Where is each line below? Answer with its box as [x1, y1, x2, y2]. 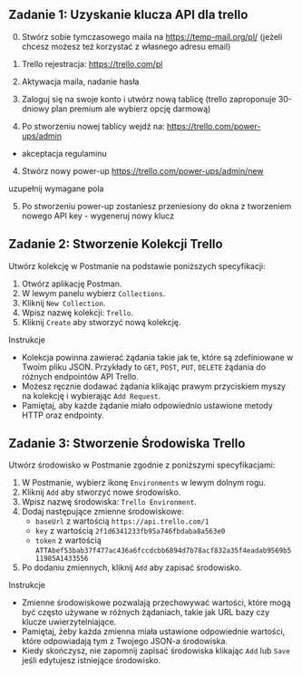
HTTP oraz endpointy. [21, 410, 105, 420]
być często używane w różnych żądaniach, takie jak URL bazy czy [21, 607, 270, 618]
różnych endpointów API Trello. [21, 371, 140, 381]
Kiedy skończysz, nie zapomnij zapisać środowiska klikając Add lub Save [21, 645, 291, 656]
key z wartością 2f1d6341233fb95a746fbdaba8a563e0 [34, 526, 226, 536]
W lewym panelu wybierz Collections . [21, 287, 166, 298]
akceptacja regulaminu [21, 148, 107, 159]
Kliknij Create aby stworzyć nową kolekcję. [21, 316, 181, 327]
